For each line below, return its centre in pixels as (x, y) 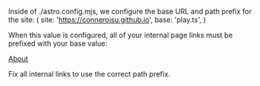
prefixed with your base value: (58, 43)
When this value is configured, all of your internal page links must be (120, 35)
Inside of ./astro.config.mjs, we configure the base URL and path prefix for (130, 11)
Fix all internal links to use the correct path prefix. (89, 74)
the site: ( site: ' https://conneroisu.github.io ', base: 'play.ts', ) (107, 20)
